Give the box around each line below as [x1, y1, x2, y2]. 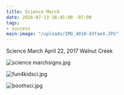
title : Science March [6, 8, 60, 15]
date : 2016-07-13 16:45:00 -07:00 [6, 14, 92, 20]
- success [6, 25, 31, 32]
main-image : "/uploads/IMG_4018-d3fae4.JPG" [6, 31, 119, 37]
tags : [6, 20, 20, 26]
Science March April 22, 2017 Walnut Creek [6, 47, 113, 54]
